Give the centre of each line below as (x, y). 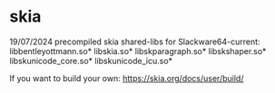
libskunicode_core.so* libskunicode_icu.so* (91, 60)
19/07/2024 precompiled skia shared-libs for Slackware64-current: (135, 42)
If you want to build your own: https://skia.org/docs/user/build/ (127, 78)
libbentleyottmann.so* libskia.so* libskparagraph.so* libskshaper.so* (138, 51)
